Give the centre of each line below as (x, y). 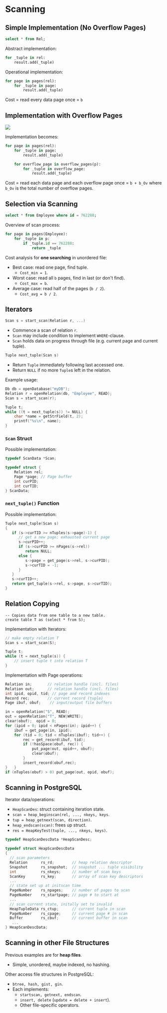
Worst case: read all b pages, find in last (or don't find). (69, 278)
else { (25, 556)
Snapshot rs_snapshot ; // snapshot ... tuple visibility (76, 867)
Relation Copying (32, 604)
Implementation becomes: (32, 137)
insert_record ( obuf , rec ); (50, 763)
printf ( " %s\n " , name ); (38, 421)
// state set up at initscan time (45, 886)
